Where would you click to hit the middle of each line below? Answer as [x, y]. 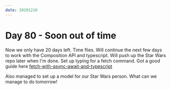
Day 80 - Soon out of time [61, 35]
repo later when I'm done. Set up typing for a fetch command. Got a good [83, 61]
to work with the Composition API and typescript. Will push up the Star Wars [86, 55]
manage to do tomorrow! [31, 82]
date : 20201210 [22, 10]
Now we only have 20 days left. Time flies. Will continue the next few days [84, 50]
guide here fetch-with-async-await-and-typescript [59, 66]
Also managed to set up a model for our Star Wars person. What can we [81, 76]
